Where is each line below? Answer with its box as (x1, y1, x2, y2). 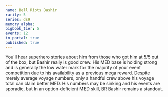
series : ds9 (5, 17, 30, 22)
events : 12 (5, 31, 28, 36)
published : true (5, 40, 39, 45)
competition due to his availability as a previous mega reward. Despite (5, 70, 150, 76)
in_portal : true (5, 36, 39, 41)
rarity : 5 (5, 12, 26, 17)
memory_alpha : (5, 21, 35, 27)
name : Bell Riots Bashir (5, 7, 57, 13)
